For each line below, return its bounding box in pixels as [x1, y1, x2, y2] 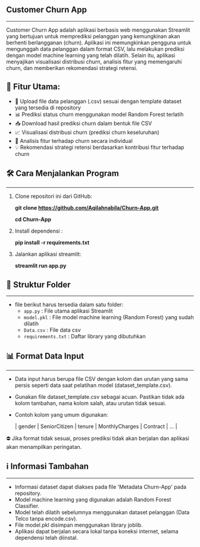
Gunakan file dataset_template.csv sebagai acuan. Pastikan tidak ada [14, 393, 185, 401]
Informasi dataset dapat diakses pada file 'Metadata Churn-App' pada [14, 483, 186, 490]
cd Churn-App [14, 216, 52, 223]
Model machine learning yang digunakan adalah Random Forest [14, 496, 171, 503]
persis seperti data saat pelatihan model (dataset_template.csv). [14, 382, 173, 389]
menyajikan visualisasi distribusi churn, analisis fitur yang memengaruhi [6, 58, 182, 65]
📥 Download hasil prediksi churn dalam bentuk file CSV [14, 120, 152, 127]
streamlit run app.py [14, 262, 67, 270]
